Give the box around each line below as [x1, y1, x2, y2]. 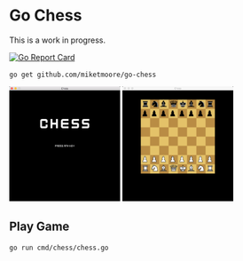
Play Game [9, 218, 70, 233]
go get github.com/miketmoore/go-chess [9, 70, 157, 79]
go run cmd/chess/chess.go [9, 243, 109, 253]
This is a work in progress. [9, 35, 106, 45]
